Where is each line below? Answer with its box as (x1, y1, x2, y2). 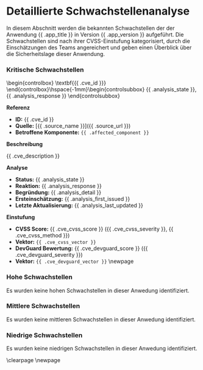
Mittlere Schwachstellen (6, 302, 80, 310)
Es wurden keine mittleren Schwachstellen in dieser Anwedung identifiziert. (6, 315, 196, 323)
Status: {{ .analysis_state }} (15, 176, 85, 183)
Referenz (6, 104, 30, 111)
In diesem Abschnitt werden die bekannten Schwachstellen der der (6, 24, 175, 32)
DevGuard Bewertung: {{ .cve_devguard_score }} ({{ (15, 245, 148, 252)
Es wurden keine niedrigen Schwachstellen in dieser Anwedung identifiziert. (6, 345, 198, 352)
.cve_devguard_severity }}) (15, 251, 84, 259)
